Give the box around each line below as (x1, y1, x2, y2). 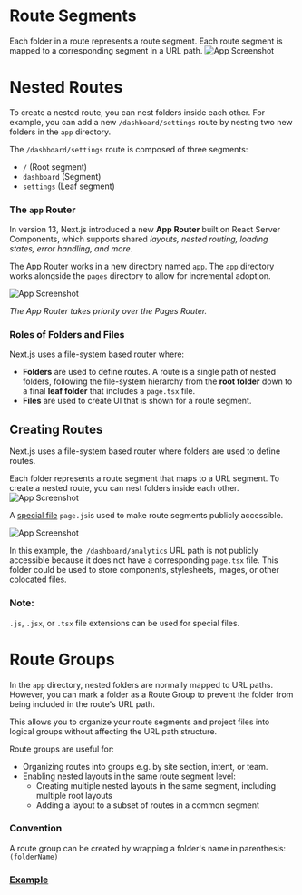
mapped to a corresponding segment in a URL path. (9, 44, 203, 55)
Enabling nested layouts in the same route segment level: (22, 771, 236, 782)
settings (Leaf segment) (22, 181, 115, 192)
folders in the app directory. (9, 126, 112, 137)
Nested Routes (9, 77, 123, 98)
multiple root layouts (35, 790, 113, 801)
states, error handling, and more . (9, 243, 133, 254)
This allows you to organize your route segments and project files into (9, 716, 270, 727)
